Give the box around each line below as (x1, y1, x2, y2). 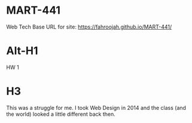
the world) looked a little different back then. (6, 111, 115, 118)
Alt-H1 (6, 44, 38, 58)
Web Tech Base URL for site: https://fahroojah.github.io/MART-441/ (6, 23, 172, 30)
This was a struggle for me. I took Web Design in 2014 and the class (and (6, 104, 187, 111)
